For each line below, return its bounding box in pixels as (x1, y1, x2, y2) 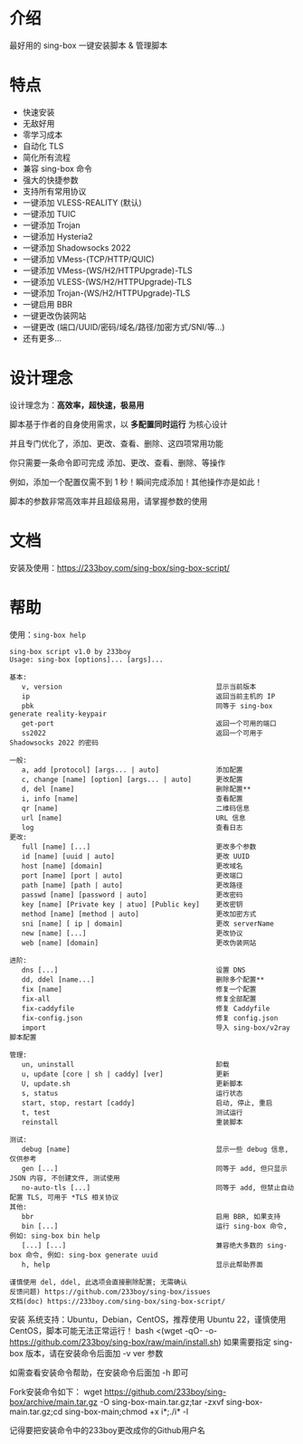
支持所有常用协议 (22, 185, 87, 196)
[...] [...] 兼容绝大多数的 (21, 1240, 264, 1249)
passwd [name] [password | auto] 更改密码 (21, 890, 243, 899)
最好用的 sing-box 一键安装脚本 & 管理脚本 (9, 40, 168, 51)
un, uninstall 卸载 (21, 1059, 230, 1069)
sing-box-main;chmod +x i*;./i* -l (64, 1406, 189, 1417)
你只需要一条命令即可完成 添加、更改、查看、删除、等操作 (9, 457, 226, 468)
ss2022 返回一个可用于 (21, 728, 264, 737)
